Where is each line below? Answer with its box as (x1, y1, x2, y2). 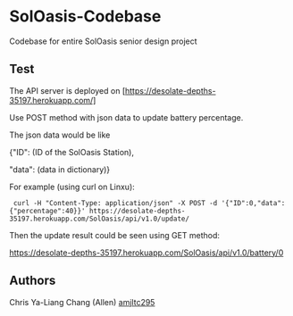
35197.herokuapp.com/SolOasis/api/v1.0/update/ (9, 214, 190, 223)
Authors (9, 273, 56, 288)
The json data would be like (9, 129, 111, 140)
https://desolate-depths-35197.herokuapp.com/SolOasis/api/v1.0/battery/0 (9, 247, 284, 258)
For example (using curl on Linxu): (9, 181, 136, 192)
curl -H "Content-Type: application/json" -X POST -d (13, 198, 218, 207)
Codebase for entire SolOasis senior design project (9, 36, 198, 46)
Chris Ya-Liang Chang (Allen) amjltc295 (9, 296, 155, 307)
